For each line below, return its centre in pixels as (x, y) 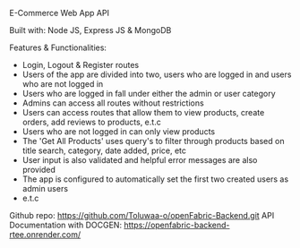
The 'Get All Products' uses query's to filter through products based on (153, 141)
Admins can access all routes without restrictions (113, 103)
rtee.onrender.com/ (45, 235)
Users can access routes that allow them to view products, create (143, 112)
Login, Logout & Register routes (81, 65)
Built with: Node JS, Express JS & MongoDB (90, 30)
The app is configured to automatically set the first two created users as (155, 179)
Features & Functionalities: (58, 47)
